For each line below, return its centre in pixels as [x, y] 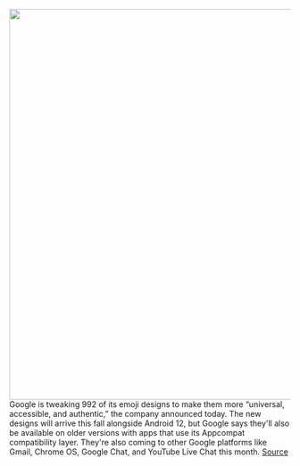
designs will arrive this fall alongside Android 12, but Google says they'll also [150, 423]
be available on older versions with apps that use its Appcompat [127, 433]
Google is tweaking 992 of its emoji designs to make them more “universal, [147, 404]
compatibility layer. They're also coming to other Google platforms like [138, 442]
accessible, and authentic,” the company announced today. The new [135, 414]
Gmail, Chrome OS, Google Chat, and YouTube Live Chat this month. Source [149, 452]
